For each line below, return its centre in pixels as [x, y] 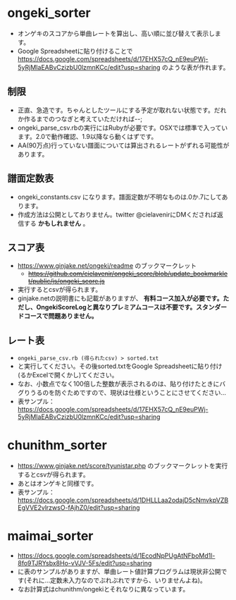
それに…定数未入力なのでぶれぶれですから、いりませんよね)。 [116, 580]
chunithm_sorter [57, 445]
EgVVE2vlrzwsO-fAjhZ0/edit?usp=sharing [79, 508]
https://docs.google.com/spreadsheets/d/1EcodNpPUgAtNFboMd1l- [116, 556]
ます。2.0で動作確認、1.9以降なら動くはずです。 [87, 136]
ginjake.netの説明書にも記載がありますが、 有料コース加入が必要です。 [120, 298]
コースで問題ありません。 [61, 316]
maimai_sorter [50, 536]
